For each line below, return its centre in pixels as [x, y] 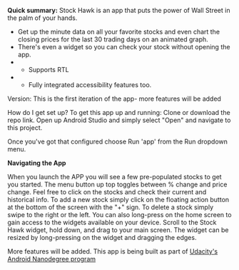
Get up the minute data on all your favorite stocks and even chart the [118, 32]
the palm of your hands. [42, 18]
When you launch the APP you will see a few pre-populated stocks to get [115, 177]
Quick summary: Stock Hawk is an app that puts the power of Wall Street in [119, 10]
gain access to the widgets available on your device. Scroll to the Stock [112, 222]
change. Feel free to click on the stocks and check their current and [107, 192]
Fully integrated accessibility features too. [90, 85]
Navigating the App [37, 163]
